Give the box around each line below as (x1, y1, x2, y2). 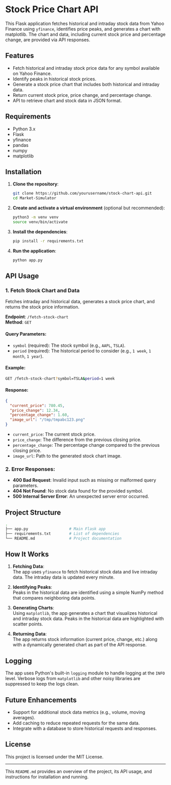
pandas (12, 142, 29, 148)
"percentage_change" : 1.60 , (10, 413, 70, 418)
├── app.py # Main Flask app (5, 526, 106, 532)
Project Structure (5, 508, 61, 517)
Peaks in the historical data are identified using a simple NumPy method (12, 589, 164, 595)
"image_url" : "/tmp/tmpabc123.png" (10, 417, 85, 422)
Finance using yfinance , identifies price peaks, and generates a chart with (5, 25, 161, 32)
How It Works (5, 550, 49, 559)
